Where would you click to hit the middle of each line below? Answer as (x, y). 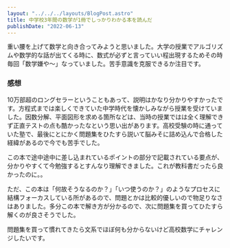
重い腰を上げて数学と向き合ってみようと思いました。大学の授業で (100, 47)
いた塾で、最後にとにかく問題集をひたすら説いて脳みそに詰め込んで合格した (115, 134)
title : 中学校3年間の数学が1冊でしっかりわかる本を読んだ (80, 20)
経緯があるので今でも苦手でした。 (55, 142)
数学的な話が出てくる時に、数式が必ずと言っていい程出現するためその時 (121, 55)
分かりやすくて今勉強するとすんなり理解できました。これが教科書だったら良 (115, 166)
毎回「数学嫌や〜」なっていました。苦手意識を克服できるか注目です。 (106, 64)
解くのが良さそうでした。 (43, 214)
